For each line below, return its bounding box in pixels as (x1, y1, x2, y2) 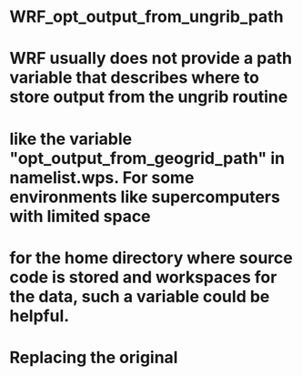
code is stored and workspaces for (9, 267, 277, 288)
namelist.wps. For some (9, 167, 195, 188)
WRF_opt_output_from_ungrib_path (9, 6, 284, 27)
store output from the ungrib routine (9, 86, 288, 107)
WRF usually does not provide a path (9, 48, 293, 69)
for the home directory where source (9, 248, 293, 268)
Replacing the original (9, 347, 178, 368)
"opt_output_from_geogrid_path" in (9, 147, 285, 168)
